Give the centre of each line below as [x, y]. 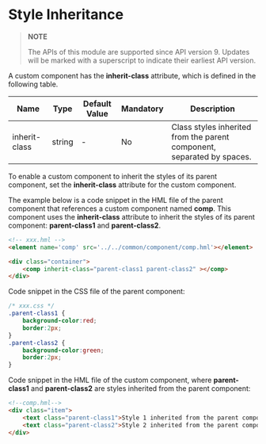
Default [97, 103]
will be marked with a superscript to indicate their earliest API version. [141, 60]
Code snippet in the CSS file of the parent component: [97, 292]
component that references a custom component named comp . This [120, 209]
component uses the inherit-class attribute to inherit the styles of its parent [132, 216]
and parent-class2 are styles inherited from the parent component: [141, 388]
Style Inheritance [66, 15]
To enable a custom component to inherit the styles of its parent [113, 176]
